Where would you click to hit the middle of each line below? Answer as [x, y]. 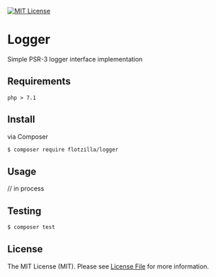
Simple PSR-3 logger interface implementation [75, 59]
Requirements [39, 81]
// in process [26, 188]
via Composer [28, 136]
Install [21, 119]
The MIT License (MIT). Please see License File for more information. [108, 266]
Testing [24, 211]
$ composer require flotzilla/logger [63, 149]
